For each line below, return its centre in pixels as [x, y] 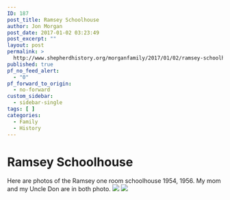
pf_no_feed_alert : [33, 71]
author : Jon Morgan [35, 26]
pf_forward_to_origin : [39, 84]
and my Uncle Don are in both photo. [59, 189]
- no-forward [32, 90]
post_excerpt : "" [32, 39]
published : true [30, 64]
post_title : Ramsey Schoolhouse [53, 20]
